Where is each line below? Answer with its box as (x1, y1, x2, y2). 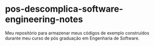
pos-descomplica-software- (5, 3, 123, 15)
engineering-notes (5, 14, 83, 25)
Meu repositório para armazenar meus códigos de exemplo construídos (5, 30, 150, 36)
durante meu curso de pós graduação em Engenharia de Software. (5, 35, 140, 41)
